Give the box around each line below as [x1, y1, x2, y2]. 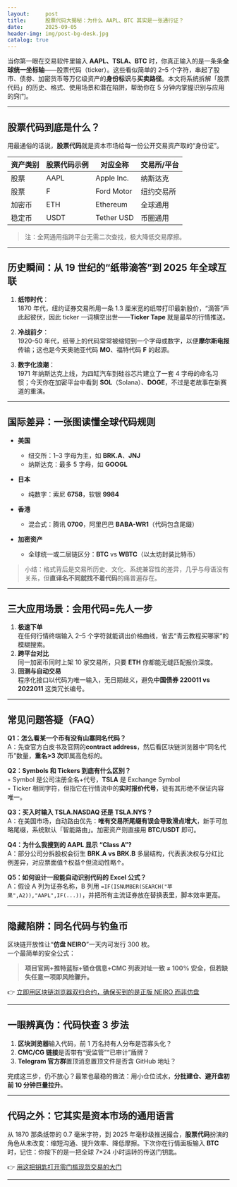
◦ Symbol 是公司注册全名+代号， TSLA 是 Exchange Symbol [7, 775, 181, 784]
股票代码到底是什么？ [7, 121, 100, 133]
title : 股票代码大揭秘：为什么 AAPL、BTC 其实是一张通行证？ [7, 17, 185, 24]
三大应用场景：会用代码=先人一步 [7, 602, 153, 614]
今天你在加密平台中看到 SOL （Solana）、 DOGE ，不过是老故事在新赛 [30, 378, 227, 386]
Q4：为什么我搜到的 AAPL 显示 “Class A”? [7, 841, 132, 849]
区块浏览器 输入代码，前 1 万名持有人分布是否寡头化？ [17, 1039, 173, 1047]
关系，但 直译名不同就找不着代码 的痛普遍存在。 [24, 573, 161, 582]
